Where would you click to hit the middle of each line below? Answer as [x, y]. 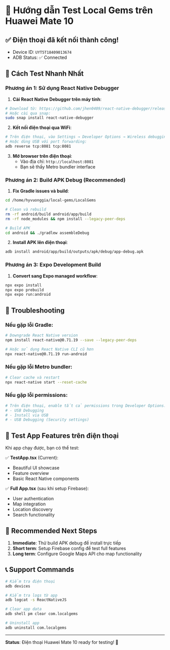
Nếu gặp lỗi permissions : [36, 395]
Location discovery [33, 509]
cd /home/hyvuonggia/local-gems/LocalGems [51, 200]
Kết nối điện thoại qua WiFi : [42, 128]
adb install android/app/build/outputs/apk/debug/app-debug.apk [74, 252]
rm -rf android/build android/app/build [49, 214]
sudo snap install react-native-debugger [50, 118]
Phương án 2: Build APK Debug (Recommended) [65, 180]
